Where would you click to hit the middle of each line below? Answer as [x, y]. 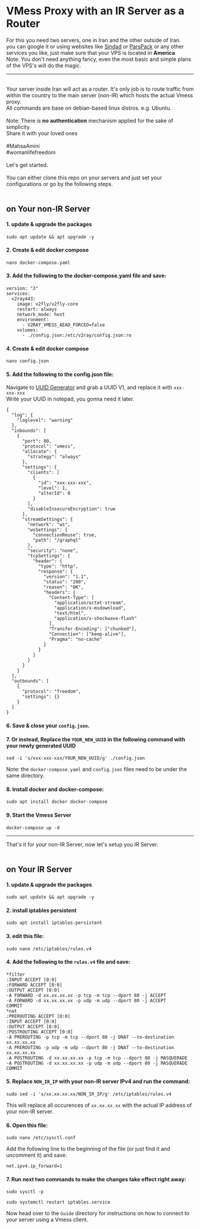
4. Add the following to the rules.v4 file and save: [68, 962]
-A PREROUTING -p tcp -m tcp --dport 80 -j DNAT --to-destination [90, 1037]
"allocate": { [40, 452]
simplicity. [18, 127]
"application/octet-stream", [90, 603]
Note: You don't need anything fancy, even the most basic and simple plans [99, 59]
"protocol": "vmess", [49, 446]
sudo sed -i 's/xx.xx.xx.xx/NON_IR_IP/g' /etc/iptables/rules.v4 [89, 1094]
